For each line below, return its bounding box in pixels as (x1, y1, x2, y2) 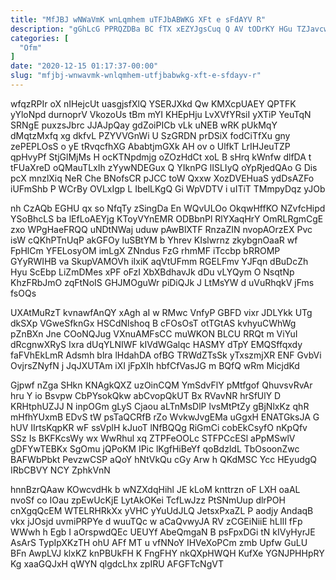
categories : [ (10, 33, 70, 43)
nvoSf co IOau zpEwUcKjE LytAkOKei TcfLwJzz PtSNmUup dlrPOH (10, 494, 286, 506)
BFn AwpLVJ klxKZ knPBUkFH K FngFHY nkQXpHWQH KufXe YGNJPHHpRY (10, 547, 325, 559)
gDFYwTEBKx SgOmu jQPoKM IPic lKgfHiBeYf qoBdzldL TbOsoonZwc (10, 442, 300, 455)
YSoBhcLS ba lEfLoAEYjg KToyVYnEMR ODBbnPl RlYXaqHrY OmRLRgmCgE (10, 212, 324, 225)
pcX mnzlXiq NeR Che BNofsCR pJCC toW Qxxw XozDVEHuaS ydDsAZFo (10, 172, 315, 184)
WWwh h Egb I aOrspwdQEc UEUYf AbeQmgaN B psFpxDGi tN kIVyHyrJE (10, 526, 316, 538)
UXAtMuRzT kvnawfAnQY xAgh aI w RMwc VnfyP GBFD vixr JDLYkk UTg (10, 306, 313, 318)
